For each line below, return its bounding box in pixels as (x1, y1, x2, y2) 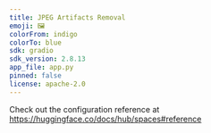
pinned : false (9, 71, 63, 80)
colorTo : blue (9, 37, 63, 47)
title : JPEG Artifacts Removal (9, 12, 126, 22)
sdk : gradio (9, 46, 54, 55)
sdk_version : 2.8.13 (9, 54, 87, 63)
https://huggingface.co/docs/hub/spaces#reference (9, 113, 202, 124)
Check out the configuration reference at (9, 104, 160, 114)
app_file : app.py (9, 63, 74, 72)
